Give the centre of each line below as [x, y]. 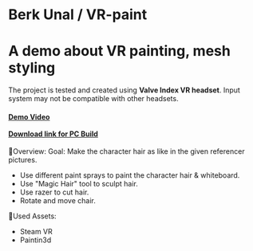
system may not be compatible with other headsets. [93, 99]
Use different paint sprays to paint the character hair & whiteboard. [130, 175]
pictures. [23, 160]
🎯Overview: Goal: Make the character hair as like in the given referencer [126, 151]
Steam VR [36, 232]
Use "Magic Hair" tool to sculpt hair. [79, 184]
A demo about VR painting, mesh [120, 51]
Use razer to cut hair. [54, 192]
